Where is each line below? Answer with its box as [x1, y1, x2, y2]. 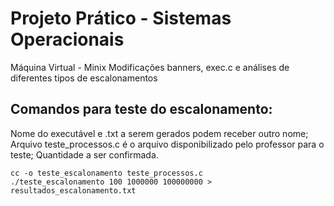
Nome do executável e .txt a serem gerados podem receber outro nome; [10, 127, 309, 139]
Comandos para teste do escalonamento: [10, 101, 273, 118]
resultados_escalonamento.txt [10, 185, 137, 196]
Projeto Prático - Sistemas [10, 7, 232, 30]
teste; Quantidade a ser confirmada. [10, 148, 159, 161]
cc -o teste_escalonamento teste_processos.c [10, 168, 203, 178]
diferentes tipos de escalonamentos [10, 72, 158, 84]
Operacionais [10, 28, 125, 51]
